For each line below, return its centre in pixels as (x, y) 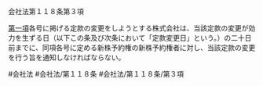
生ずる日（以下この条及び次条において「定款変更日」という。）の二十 (133, 38)
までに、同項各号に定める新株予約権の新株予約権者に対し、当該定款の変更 (135, 48)
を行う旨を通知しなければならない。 (67, 57)
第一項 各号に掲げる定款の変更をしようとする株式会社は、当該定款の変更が (128, 28)
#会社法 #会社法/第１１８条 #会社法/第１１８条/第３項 (96, 74)
